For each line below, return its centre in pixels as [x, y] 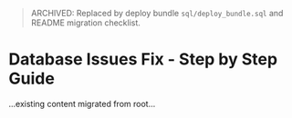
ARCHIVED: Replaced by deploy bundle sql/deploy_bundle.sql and [157, 13]
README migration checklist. [85, 23]
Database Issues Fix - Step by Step [143, 59]
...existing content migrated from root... [82, 103]
